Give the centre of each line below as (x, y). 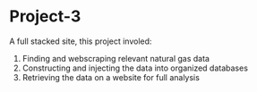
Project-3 (45, 17)
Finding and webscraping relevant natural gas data (116, 58)
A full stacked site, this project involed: (81, 41)
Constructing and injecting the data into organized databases (135, 68)
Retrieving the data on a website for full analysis (111, 77)
